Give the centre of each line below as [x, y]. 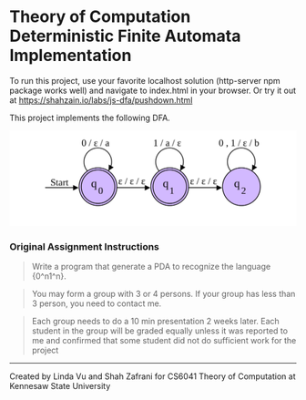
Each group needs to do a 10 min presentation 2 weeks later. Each [155, 322]
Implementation [71, 56]
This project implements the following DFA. [90, 118]
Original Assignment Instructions [84, 246]
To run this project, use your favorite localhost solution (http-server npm [145, 80]
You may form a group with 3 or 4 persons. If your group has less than [163, 294]
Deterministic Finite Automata [125, 36]
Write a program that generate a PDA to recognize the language [151, 267]
